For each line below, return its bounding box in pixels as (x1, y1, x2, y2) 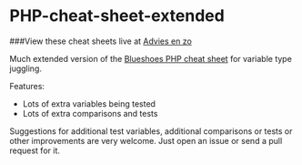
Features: (9, 80, 45, 91)
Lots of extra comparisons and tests (22, 108, 158, 119)
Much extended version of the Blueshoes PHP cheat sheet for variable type (9, 53, 293, 64)
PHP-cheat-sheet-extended (9, 5, 225, 26)
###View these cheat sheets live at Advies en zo (9, 36, 193, 46)
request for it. (9, 145, 61, 156)
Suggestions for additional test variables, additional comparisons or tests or (9, 125, 293, 137)
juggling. (9, 63, 43, 74)
